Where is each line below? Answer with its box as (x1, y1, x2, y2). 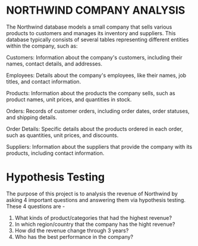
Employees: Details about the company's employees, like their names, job (6, 71, 187, 79)
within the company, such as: (6, 42, 78, 49)
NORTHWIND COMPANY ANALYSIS (6, 4, 186, 17)
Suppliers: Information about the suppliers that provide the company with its (6, 143, 193, 150)
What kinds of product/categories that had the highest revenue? (14, 214, 172, 221)
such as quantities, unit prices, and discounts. (6, 132, 119, 139)
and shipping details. (6, 114, 58, 121)
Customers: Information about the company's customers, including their (6, 54, 183, 61)
